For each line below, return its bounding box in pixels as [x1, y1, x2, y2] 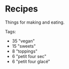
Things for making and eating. [5, 19, 65, 25]
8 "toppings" [12, 48, 38, 54]
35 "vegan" [12, 38, 35, 44]
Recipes [5, 3, 38, 14]
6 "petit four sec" [12, 53, 47, 59]
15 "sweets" [12, 43, 36, 49]
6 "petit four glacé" [12, 58, 51, 64]
